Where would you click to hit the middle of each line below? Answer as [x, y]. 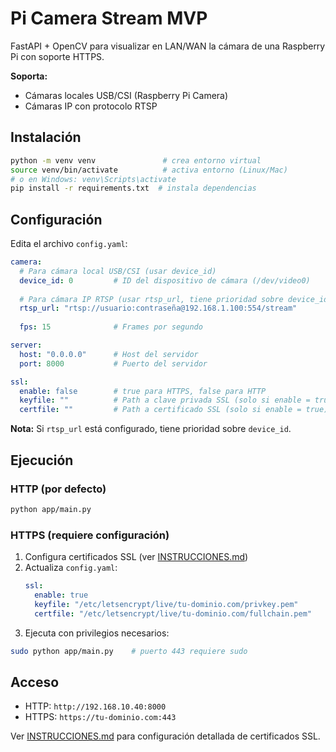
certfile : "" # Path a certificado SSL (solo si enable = [160, 410]
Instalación [46, 137]
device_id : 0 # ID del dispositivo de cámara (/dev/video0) [165, 280]
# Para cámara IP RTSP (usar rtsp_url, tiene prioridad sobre [151, 299]
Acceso [35, 682]
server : [26, 345]
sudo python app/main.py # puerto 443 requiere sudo [129, 651]
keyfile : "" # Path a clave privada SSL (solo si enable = [165, 400]
